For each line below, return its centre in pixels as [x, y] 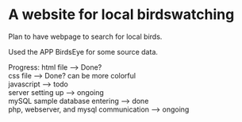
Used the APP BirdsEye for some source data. [83, 51]
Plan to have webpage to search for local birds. [85, 36]
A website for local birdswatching [121, 15]
